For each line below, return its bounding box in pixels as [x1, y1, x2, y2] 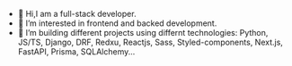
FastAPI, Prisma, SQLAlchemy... [17, 46, 136, 57]
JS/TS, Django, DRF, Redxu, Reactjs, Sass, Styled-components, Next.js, [17, 37, 283, 47]
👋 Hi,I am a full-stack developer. [17, 9, 137, 19]
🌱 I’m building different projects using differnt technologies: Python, [17, 28, 269, 37]
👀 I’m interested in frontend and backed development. [17, 18, 217, 29]
